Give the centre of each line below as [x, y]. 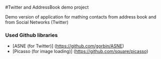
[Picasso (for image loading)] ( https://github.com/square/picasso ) [80, 51]
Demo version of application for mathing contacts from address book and [81, 17]
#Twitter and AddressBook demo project [47, 7]
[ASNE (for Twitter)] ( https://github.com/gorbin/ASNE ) [68, 46]
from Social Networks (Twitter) [37, 22]
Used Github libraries [31, 35]
